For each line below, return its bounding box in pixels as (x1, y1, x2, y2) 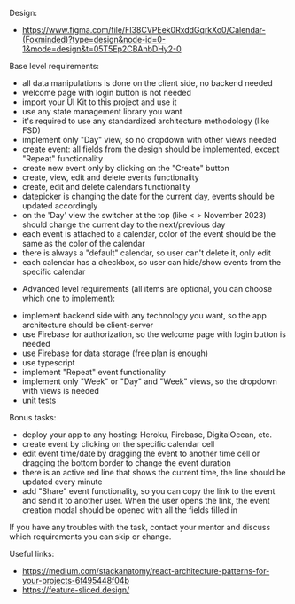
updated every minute (21, 476, 103, 487)
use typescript (21, 357, 75, 367)
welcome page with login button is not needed (21, 88, 192, 98)
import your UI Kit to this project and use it (21, 97, 177, 107)
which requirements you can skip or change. (9, 531, 172, 542)
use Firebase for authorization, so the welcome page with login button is (21, 329, 286, 340)
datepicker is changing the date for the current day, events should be (21, 191, 275, 201)
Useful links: (9, 549, 55, 559)
